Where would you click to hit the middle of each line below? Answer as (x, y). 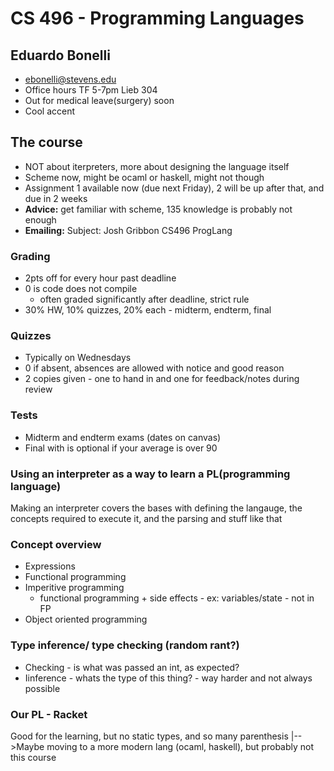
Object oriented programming (86, 619)
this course (33, 757)
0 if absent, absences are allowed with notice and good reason (154, 368)
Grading (30, 256)
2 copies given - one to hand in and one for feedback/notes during (162, 379)
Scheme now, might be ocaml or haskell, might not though (144, 177)
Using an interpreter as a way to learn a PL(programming (150, 474)
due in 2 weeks (56, 198)
